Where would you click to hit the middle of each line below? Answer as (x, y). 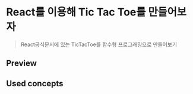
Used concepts (35, 83)
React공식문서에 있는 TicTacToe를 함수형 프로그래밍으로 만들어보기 (99, 44)
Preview (22, 64)
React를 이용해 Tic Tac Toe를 (76, 12)
